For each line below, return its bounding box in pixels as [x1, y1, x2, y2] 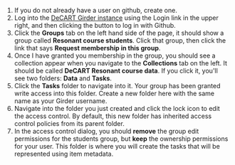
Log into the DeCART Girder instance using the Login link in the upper [14, 14, 219, 22]
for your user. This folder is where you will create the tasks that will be [14, 142, 221, 150]
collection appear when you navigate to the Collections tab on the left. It [14, 59, 228, 67]
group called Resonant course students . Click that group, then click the [14, 36, 226, 45]
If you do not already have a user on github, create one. [14, 6, 178, 14]
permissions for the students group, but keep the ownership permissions [14, 134, 229, 143]
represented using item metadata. [14, 149, 114, 158]
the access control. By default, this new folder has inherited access [14, 112, 212, 120]
